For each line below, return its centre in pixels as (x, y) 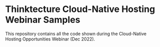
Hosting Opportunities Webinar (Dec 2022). (50, 39)
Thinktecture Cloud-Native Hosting (80, 9)
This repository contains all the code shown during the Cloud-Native (76, 33)
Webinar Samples (43, 20)
